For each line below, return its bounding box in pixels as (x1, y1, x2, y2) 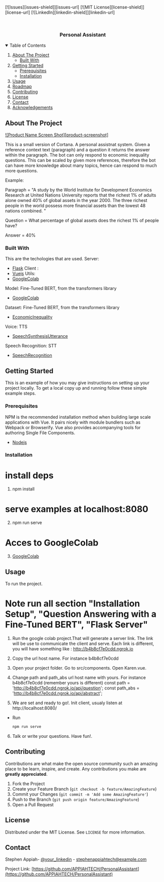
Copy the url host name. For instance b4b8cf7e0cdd (12, 655, 119, 661)
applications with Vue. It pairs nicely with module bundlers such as (5, 419, 141, 425)
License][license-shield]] (94, 4, 144, 10)
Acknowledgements (12, 105, 53, 111)
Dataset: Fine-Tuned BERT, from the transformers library (5, 305, 120, 311)
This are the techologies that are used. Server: (5, 256, 99, 262)
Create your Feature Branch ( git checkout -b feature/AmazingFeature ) (12, 786, 157, 792)
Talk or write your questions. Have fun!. (12, 733, 93, 739)
